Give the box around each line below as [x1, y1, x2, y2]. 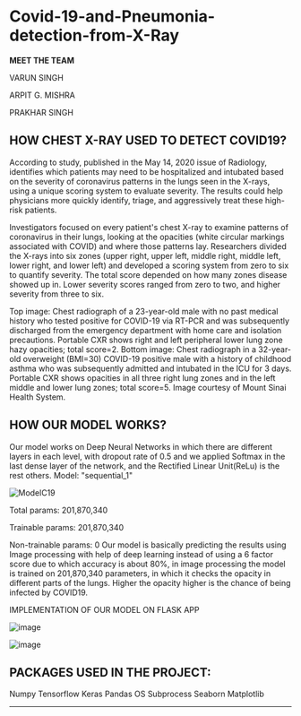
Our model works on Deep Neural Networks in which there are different [9, 441, 273, 452]
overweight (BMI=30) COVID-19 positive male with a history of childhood [22, 353, 292, 364]
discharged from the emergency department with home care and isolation [9, 324, 282, 335]
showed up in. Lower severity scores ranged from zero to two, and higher [9, 279, 280, 289]
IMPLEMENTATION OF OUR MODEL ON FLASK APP [9, 604, 200, 615]
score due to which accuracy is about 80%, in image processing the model [9, 558, 287, 569]
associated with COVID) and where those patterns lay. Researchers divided [9, 240, 287, 252]
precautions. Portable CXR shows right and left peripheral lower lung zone [9, 334, 284, 345]
